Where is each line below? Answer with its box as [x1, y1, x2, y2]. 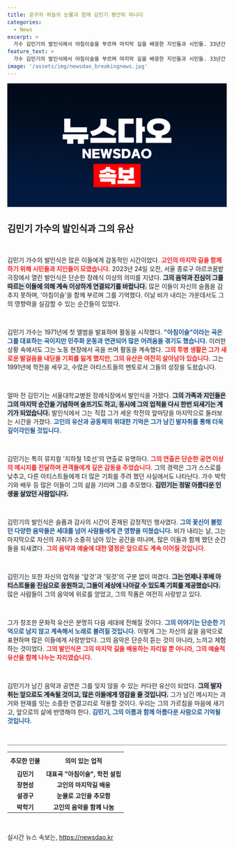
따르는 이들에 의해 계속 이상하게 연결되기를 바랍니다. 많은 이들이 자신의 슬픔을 [7, 282, 216, 291]
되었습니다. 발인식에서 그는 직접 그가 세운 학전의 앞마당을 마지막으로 [19, 409, 204, 417]
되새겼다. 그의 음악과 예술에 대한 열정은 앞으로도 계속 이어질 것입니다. [19, 544, 206, 553]
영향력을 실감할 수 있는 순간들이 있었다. [14, 300, 120, 308]
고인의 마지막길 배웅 [56, 781, 111, 789]
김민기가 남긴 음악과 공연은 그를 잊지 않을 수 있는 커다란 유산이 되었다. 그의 [7, 682, 210, 690]
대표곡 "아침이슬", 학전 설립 [46, 769, 122, 778]
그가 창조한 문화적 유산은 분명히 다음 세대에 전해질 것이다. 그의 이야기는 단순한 [7, 618, 219, 627]
